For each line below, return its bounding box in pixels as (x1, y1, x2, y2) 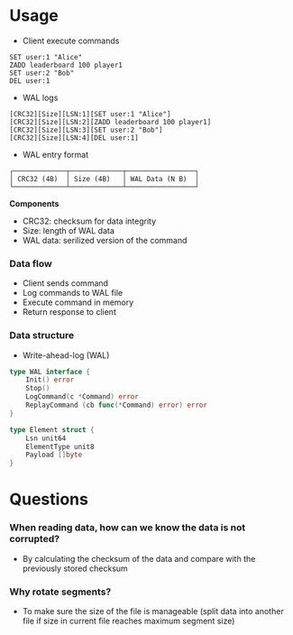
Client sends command (22, 278, 109, 289)
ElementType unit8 (25, 442, 95, 451)
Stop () (25, 384, 50, 393)
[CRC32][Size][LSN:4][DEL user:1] (9, 133, 140, 143)
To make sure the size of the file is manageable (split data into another (22, 605, 284, 616)
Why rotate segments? (9, 585, 112, 598)
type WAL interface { (9, 367, 91, 376)
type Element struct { (9, 425, 95, 434)
